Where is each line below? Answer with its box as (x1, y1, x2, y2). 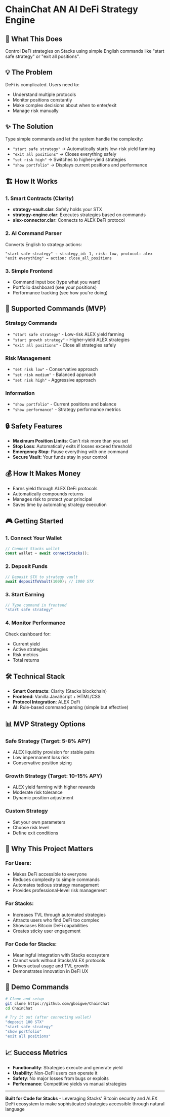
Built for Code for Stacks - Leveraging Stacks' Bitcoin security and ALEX (5, 1095, 158, 1101)
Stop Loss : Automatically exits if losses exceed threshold (12, 443, 132, 449)
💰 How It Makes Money (5, 469, 81, 478)
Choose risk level (12, 824, 49, 830)
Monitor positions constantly (12, 96, 72, 103)
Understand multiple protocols (12, 91, 76, 97)
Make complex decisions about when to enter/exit (12, 102, 117, 108)
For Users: (5, 860, 31, 867)
